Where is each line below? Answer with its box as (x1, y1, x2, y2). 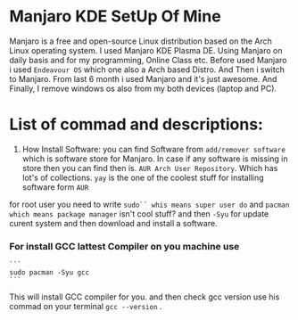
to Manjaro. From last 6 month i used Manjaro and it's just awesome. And (9, 73, 277, 84)
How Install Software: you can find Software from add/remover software (21, 144, 286, 154)
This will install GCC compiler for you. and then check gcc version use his (9, 291, 280, 302)
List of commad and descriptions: (9, 114, 263, 135)
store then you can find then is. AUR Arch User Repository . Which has (21, 162, 278, 173)
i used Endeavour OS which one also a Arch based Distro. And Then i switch (9, 64, 286, 75)
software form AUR (21, 181, 89, 193)
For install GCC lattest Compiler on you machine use (9, 240, 240, 252)
